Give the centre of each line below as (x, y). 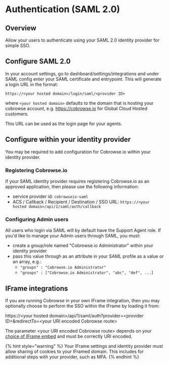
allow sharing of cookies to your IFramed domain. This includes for (74, 352)
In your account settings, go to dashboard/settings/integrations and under (82, 73)
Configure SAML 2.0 (38, 62)
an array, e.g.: (27, 262)
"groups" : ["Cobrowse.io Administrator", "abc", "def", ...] (87, 273)
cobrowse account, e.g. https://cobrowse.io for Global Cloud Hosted (76, 108)
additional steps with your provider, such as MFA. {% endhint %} (72, 357)
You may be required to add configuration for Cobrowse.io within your (78, 152)
